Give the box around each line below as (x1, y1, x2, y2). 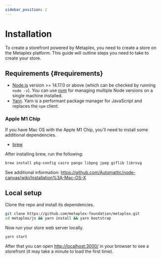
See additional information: (5, 169, 60, 175)
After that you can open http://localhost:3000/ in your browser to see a (5, 243, 149, 249)
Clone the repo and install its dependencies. (5, 202, 95, 208)
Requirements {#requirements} (5, 69, 103, 78)
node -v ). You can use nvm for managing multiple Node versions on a (12, 87, 153, 93)
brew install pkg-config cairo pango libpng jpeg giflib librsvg (5, 160, 142, 165)
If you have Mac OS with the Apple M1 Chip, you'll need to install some (5, 126, 148, 133)
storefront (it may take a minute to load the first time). (5, 248, 114, 254)
